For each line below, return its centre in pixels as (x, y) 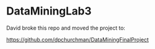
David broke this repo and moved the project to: (66, 28)
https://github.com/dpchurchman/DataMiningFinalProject (78, 39)
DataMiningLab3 (49, 11)
